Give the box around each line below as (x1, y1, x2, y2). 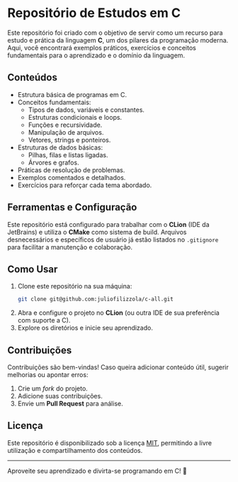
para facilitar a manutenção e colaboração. (7, 242, 133, 251)
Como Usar (7, 263, 58, 275)
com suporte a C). (17, 316, 71, 325)
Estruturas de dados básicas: (17, 143, 103, 152)
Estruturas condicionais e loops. (28, 113, 123, 121)
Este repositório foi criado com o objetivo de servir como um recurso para (7, 28, 223, 37)
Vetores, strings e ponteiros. (28, 135, 111, 144)
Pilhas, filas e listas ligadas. (28, 150, 108, 159)
